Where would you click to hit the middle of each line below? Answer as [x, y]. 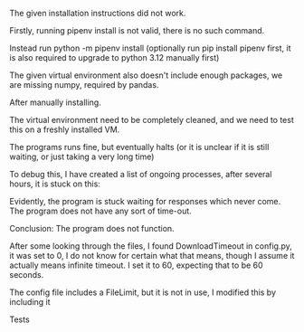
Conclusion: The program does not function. [92, 228]
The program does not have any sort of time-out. [100, 211]
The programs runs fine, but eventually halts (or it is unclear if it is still [139, 147]
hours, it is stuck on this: [55, 184]
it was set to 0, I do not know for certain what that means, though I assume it [152, 256]
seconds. [27, 275]
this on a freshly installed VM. [65, 129]
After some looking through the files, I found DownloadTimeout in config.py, [151, 246]
